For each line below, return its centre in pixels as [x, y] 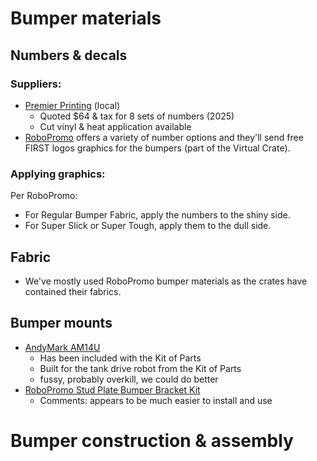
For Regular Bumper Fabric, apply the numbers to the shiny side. [157, 215]
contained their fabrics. [73, 291]
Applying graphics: [58, 174]
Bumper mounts [61, 323]
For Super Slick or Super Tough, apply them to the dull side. [148, 226]
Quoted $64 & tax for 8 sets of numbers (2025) [137, 116]
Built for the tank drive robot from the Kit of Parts [140, 368]
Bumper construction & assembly [152, 440]
